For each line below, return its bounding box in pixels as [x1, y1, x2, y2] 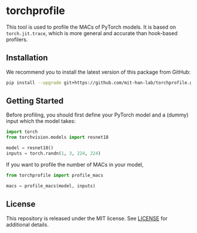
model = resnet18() [6, 145, 54, 151]
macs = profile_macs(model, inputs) [6, 183, 96, 189]
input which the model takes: [6, 118, 76, 125]
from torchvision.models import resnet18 [6, 135, 109, 141]
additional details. [6, 221, 49, 228]
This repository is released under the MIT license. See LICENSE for [6, 215, 168, 222]
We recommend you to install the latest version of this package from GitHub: [6, 68, 191, 76]
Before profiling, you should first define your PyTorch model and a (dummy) [6, 111, 189, 118]
